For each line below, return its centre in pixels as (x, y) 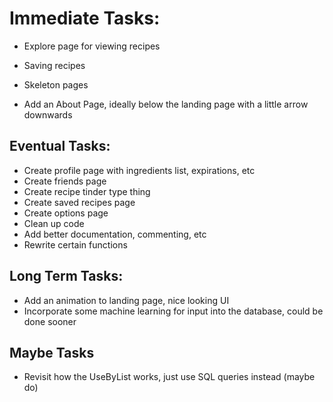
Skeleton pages (56, 84)
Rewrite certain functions (75, 244)
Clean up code (54, 223)
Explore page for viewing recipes (92, 46)
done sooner (50, 321)
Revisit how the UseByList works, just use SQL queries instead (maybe (169, 377)
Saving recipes (54, 65)
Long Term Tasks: (66, 276)
